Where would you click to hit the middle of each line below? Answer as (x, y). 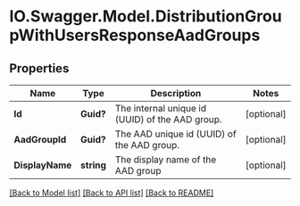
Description (176, 93)
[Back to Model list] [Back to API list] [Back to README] (112, 193)
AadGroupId (40, 140)
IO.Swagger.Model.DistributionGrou (146, 16)
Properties (39, 68)
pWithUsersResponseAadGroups (135, 35)
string (93, 165)
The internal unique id (161, 108)
